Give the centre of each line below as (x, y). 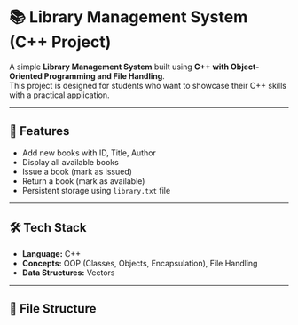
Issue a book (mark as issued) (77, 171)
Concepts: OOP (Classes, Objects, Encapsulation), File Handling (140, 263)
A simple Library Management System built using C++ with (119, 67)
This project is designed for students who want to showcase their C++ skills (148, 85)
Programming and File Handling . (105, 75)
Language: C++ (51, 253)
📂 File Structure (53, 309)
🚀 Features (39, 131)
